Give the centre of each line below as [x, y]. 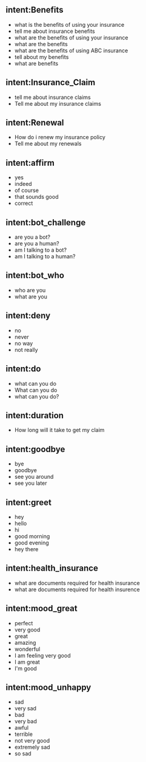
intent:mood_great [41, 609]
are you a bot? [32, 237]
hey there [26, 549]
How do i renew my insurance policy [60, 137]
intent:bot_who [35, 276]
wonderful [27, 649]
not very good [32, 741]
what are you [31, 297]
